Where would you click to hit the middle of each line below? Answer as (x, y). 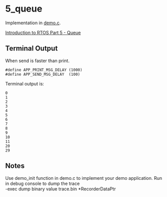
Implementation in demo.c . (33, 23)
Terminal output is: (25, 83)
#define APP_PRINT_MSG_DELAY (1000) (44, 70)
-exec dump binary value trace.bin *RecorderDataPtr (61, 189)
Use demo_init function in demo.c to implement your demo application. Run (84, 178)
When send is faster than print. (37, 61)
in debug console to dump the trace (43, 183)
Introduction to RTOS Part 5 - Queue (43, 32)
